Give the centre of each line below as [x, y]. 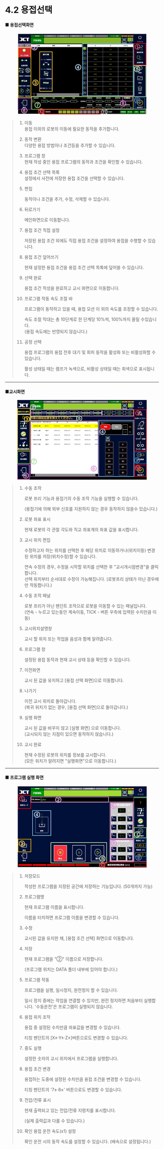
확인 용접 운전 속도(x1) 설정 [50, 1131]
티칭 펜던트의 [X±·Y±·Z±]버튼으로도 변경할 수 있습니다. [76, 1038]
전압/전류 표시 [38, 1100]
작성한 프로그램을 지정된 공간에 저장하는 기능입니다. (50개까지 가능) [88, 886]
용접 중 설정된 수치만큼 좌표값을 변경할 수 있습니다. [72, 1027]
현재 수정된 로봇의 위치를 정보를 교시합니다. [65, 754]
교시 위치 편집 [37, 540]
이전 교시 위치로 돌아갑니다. [50, 701]
